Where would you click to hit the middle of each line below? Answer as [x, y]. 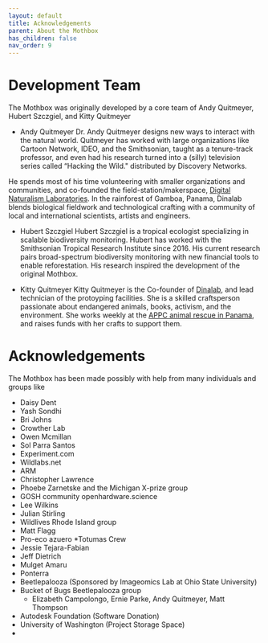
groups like [27, 387]
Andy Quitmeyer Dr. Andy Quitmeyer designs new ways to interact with [137, 132]
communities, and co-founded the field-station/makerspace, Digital [120, 190]
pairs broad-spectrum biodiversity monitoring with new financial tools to [139, 257]
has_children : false [43, 38]
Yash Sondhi [41, 411]
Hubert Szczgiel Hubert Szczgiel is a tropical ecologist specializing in [134, 231]
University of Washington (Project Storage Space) [102, 625]
